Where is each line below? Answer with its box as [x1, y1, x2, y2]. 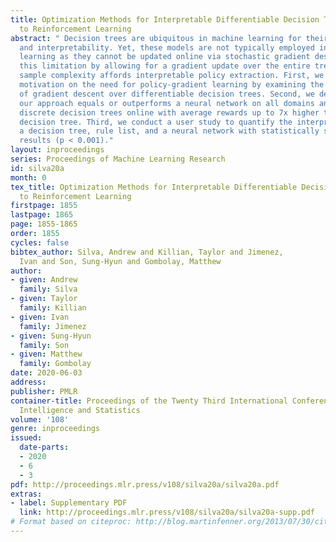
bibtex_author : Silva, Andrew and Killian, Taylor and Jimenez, [10, 247, 284, 257]
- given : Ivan [10, 312, 70, 322]
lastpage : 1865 [10, 210, 74, 220]
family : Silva [19, 284, 78, 295]
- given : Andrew [10, 275, 78, 285]
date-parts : [19, 442, 70, 453]
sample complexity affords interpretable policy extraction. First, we [19, 71, 325, 81]
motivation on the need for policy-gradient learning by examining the [19, 80, 325, 90]
